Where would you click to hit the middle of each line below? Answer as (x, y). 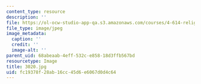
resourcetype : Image (32, 61)
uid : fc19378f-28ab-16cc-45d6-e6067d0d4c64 (61, 72)
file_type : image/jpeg (34, 28)
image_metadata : (26, 34)
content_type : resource (36, 12)
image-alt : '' (29, 50)
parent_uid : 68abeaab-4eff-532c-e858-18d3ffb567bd (71, 56)
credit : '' (25, 45)
